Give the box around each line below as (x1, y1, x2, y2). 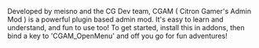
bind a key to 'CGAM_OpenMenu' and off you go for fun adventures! (7, 31, 228, 40)
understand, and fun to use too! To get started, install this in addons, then (7, 23, 245, 32)
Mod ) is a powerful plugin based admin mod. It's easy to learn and (7, 15, 224, 24)
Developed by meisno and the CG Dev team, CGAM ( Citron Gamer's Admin (7, 7, 252, 15)
